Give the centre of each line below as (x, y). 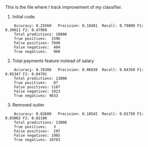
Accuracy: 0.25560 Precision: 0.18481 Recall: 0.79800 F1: (79, 26)
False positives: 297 (37, 131)
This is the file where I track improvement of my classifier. (64, 7)
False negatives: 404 (37, 47)
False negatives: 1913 (37, 91)
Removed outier (28, 105)
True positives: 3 (35, 127)
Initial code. (24, 17)
